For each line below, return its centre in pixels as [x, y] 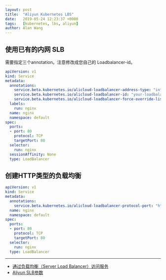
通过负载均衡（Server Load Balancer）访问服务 [60, 266]
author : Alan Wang [24, 28]
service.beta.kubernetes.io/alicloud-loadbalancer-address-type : [83, 90]
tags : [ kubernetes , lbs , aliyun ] [42, 23]
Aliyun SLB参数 [28, 273]
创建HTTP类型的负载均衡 [43, 175]
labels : [18, 104]
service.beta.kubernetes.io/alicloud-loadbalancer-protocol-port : [84, 206]
